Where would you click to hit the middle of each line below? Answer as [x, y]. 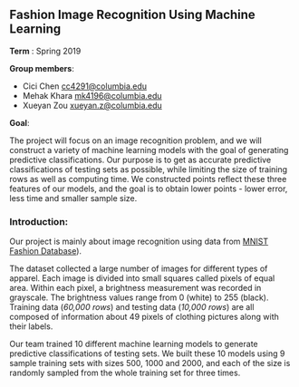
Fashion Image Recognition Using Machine [132, 15]
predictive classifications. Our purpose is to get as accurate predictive [140, 160]
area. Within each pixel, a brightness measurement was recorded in [135, 288]
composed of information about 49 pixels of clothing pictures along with [144, 317]
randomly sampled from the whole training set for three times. [125, 373]
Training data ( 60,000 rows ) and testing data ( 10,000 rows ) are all [132, 307]
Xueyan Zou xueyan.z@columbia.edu [92, 105]
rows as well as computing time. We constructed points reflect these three [148, 179]
